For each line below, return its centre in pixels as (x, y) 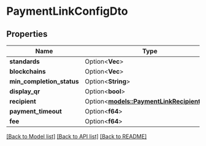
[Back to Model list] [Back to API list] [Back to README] (77, 136)
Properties (27, 34)
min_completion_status (44, 81)
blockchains (28, 71)
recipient (23, 101)
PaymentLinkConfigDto (67, 11)
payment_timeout (36, 111)
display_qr (25, 91)
